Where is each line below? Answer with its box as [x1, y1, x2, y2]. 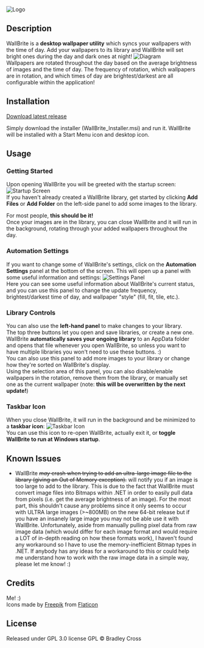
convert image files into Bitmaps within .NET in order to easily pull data [15, 489, 193, 497]
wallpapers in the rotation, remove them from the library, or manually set [6, 374, 188, 381]
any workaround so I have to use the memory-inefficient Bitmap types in [15, 541, 197, 548]
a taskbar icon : [6, 423, 45, 430]
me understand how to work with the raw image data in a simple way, [15, 554, 189, 561]
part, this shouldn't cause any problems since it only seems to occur [15, 502, 187, 509]
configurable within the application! [6, 78, 96, 86]
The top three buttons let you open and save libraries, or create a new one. [6, 329, 194, 336]
